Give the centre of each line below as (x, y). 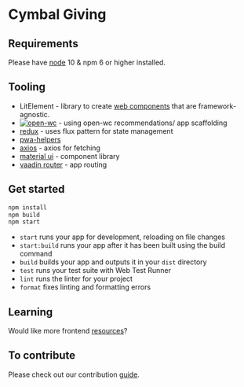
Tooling (27, 87)
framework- (217, 106)
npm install (27, 207)
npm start (24, 222)
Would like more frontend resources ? (68, 331)
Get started (36, 189)
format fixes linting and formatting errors (85, 287)
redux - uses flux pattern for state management (96, 131)
